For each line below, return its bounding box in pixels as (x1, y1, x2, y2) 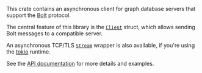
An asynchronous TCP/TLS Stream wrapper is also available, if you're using (6, 42, 195, 49)
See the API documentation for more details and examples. (6, 60, 154, 67)
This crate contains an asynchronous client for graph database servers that (6, 5, 196, 12)
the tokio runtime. (6, 48, 51, 55)
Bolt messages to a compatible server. (6, 30, 103, 37)
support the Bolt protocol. (6, 12, 71, 19)
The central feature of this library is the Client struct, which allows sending (6, 24, 195, 30)
